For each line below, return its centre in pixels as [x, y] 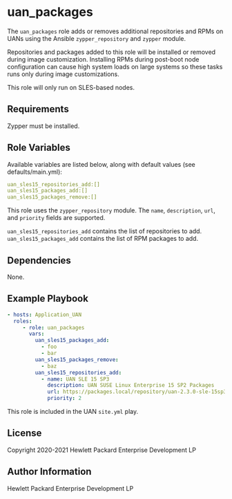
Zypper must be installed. [43, 126]
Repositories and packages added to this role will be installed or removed [112, 52]
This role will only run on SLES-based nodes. [71, 87]
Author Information [49, 472]
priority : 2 [64, 399]
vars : [37, 334]
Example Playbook [48, 299]
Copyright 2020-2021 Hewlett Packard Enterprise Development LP [102, 450]
